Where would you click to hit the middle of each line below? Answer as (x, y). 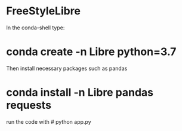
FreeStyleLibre (43, 11)
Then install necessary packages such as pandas (67, 68)
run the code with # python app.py (49, 121)
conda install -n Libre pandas (80, 92)
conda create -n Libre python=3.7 (91, 52)
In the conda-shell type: (36, 28)
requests (29, 105)
